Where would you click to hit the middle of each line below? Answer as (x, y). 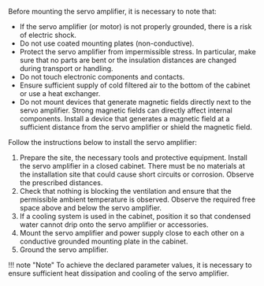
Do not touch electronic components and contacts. (102, 77)
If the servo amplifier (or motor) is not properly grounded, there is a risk (136, 26)
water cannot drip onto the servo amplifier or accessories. (114, 225)
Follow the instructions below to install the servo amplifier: (102, 142)
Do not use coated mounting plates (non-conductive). (107, 43)
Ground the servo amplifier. (64, 250)
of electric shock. (48, 35)
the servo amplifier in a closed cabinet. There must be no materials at (132, 166)
